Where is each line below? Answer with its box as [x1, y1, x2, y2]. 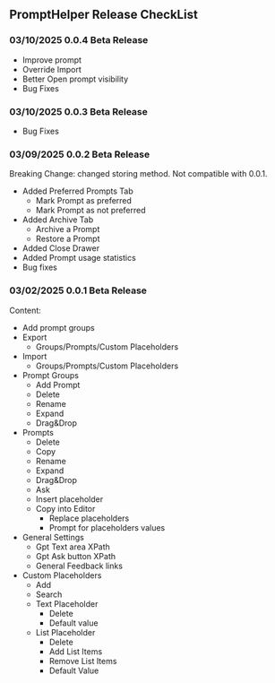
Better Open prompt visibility [21, 73, 129, 84]
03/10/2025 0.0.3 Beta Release [9, 105, 148, 117]
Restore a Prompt [35, 233, 100, 245]
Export [21, 332, 47, 342]
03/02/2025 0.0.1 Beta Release [9, 284, 148, 297]
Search [35, 589, 63, 600]
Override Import [21, 64, 82, 74]
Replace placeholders [48, 513, 130, 523]
